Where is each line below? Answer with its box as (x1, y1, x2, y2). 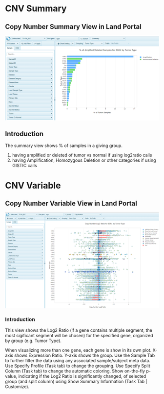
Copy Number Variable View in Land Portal (5, 199, 138, 208)
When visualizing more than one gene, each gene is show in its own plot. (5, 347, 152, 353)
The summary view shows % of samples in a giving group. (5, 143, 123, 148)
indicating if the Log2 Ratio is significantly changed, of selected (18, 373, 146, 379)
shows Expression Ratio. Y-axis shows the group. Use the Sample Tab (14, 352, 155, 358)
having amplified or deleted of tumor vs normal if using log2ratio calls (12, 152, 152, 158)
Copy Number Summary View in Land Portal (5, 23, 142, 31)
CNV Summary (5, 3, 67, 14)
